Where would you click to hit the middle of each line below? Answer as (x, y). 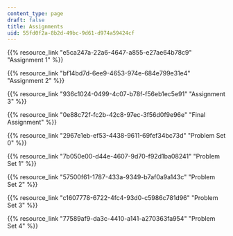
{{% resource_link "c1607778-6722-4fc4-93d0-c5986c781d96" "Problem (113, 198)
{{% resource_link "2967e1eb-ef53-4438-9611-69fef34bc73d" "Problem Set (116, 136)
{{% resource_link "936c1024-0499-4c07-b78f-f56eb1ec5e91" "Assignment (116, 94)
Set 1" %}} (22, 164)
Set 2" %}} (23, 185)
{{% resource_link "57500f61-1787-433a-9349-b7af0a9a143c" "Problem (111, 177)
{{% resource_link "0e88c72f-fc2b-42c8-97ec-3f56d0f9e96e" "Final (106, 115)
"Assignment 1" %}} (35, 60)
